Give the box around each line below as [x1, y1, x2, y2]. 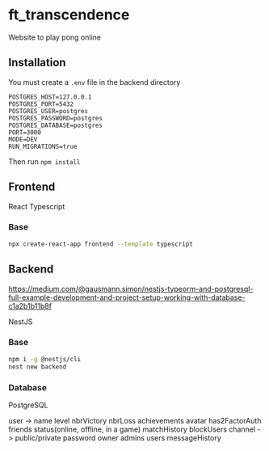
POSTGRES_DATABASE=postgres [8, 121, 103, 129]
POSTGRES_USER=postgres [8, 107, 89, 115]
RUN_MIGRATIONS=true [8, 142, 78, 150]
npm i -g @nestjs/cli [8, 355, 82, 363]
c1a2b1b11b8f [8, 301, 53, 310]
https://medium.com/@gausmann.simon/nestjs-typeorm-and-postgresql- [8, 284, 254, 293]
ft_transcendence [8, 6, 130, 24]
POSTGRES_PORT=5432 [8, 99, 74, 108]
